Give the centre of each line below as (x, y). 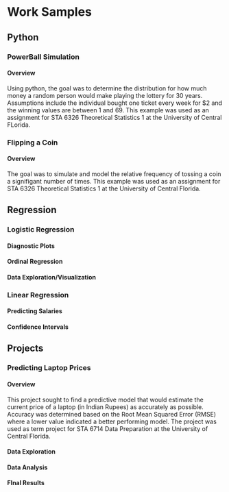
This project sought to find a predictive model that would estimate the (105, 399)
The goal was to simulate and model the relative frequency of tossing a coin (114, 174)
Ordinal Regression (35, 262)
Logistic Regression (41, 230)
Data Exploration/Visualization (51, 277)
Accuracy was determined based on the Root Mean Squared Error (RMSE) (112, 414)
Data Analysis (27, 467)
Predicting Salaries (35, 311)
